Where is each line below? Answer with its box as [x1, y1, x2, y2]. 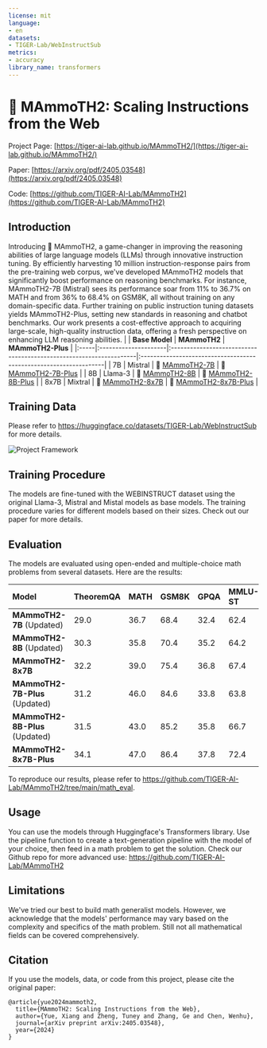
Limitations [8, 884, 65, 897]
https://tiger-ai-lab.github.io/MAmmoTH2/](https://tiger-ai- [56, 141, 249, 151]
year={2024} [15, 1026, 56, 1034]
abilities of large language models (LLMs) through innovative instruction [8, 250, 244, 260]
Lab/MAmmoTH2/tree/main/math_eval [8, 782, 133, 792]
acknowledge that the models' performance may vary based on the [8, 913, 229, 923]
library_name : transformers [8, 64, 102, 72]
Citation [8, 953, 49, 967]
